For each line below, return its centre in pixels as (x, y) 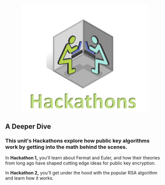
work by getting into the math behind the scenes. (66, 147)
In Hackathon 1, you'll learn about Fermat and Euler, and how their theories (83, 158)
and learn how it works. (29, 178)
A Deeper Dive (28, 126)
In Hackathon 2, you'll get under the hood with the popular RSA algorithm (81, 173)
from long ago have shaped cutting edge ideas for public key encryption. (80, 163)
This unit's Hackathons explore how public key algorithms (77, 140)
